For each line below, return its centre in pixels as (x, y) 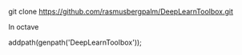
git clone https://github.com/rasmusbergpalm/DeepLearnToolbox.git (121, 12)
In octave (24, 27)
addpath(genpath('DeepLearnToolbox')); (75, 42)
